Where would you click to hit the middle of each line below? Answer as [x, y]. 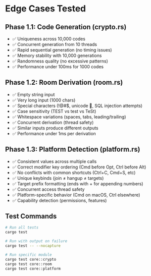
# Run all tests [22, 228]
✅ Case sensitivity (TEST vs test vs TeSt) [54, 111]
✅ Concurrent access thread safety [49, 189]
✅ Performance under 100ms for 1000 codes [58, 67]
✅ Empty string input [34, 94]
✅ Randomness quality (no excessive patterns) [60, 61]
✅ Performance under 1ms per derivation [54, 133]
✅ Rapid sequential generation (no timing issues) [62, 50]
